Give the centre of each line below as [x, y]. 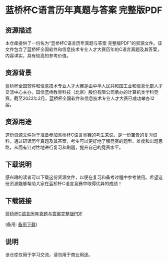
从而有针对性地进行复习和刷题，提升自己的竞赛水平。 [68, 147]
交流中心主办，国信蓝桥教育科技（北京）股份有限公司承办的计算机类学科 [79, 92]
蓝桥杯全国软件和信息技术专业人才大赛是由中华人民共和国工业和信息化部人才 [84, 86]
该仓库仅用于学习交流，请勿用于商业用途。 [49, 255]
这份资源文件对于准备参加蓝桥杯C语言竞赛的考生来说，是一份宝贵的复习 [79, 135]
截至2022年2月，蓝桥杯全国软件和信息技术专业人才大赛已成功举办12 [84, 98]
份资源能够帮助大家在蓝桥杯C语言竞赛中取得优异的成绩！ [64, 184]
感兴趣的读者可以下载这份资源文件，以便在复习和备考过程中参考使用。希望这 [84, 177]
